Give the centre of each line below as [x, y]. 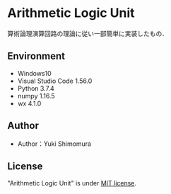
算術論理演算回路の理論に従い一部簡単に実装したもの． [88, 33]
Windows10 [34, 73]
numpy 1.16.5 [36, 96]
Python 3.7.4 [36, 88]
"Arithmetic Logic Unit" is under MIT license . [72, 183]
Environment [36, 56]
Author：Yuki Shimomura [54, 144]
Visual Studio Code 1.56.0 [55, 81]
